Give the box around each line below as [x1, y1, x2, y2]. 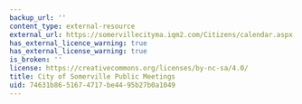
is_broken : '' [9, 55, 63, 64]
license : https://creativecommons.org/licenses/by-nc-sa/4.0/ [9, 64, 249, 73]
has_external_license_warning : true [9, 47, 147, 56]
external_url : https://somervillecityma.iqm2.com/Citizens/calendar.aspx [9, 30, 294, 39]
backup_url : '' [9, 13, 67, 23]
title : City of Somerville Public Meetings [9, 72, 176, 81]
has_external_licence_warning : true [9, 38, 147, 48]
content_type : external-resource [9, 22, 136, 31]
